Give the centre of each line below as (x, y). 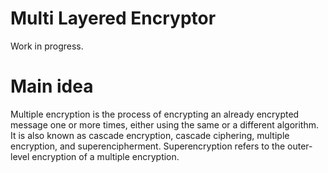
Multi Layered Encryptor (113, 18)
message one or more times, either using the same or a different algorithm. (164, 124)
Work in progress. (47, 46)
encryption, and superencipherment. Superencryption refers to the (148, 146)
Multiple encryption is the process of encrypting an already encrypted (155, 114)
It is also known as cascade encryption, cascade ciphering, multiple (150, 135)
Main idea (52, 86)
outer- (300, 146)
